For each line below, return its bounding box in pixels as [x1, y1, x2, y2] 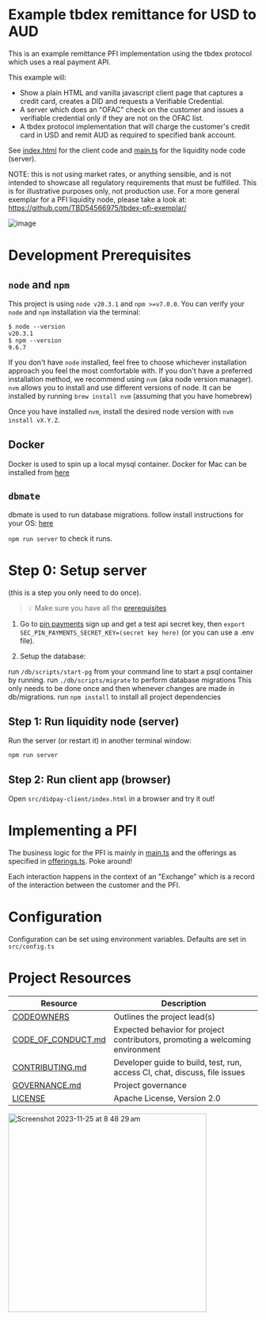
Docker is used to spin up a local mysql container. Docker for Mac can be [8, 459, 247, 469]
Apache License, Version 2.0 [113, 1092, 221, 1103]
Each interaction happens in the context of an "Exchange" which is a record [8, 872, 255, 882]
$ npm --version [8, 336, 62, 345]
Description [161, 998, 207, 1009]
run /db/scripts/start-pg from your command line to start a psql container [8, 666, 253, 676]
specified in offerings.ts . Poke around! [8, 856, 133, 866]
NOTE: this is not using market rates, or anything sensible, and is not [8, 169, 232, 179]
